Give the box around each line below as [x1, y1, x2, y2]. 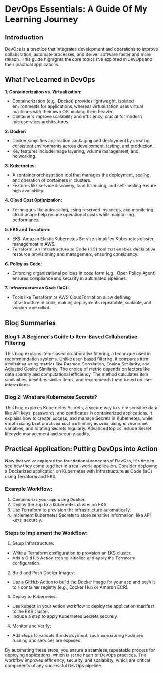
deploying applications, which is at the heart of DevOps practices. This [5, 652, 147, 658]
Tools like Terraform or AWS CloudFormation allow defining [12, 294, 131, 300]
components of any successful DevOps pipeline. [5, 663, 103, 669]
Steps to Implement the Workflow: [5, 529, 88, 536]
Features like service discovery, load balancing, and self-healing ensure [12, 182, 157, 188]
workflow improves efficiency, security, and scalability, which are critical [5, 657, 150, 663]
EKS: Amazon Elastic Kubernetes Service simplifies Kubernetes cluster [12, 235, 154, 242]
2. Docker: [5, 128, 27, 134]
